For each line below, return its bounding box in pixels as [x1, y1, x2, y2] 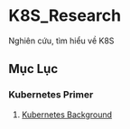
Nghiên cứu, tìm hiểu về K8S [8, 35, 115, 46]
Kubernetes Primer [8, 88, 94, 101]
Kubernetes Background [21, 109, 113, 120]
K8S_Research [8, 5, 122, 26]
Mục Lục [8, 61, 59, 77]
